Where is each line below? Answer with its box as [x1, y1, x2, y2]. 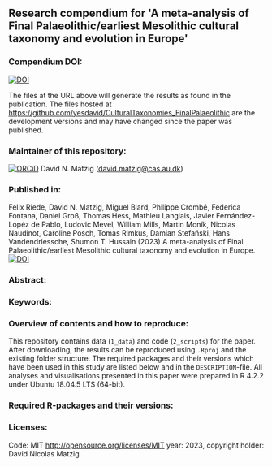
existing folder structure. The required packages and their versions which [8, 353, 254, 364]
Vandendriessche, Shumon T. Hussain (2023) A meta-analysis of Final [8, 237, 244, 247]
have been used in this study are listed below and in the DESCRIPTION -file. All [8, 362, 262, 372]
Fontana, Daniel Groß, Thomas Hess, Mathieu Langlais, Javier [8, 211, 215, 221]
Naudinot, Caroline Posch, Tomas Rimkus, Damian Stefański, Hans [8, 228, 230, 238]
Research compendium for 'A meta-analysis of [8, 6, 249, 20]
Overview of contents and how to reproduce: [8, 318, 189, 330]
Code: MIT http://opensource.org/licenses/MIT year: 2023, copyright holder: [8, 440, 265, 450]
